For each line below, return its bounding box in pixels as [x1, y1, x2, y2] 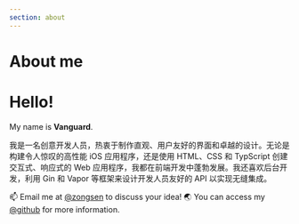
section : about [9, 12, 66, 22]
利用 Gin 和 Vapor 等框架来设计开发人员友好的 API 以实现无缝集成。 [24, 172, 272, 183]
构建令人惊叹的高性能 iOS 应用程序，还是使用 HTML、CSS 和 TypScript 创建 [9, 150, 288, 161]
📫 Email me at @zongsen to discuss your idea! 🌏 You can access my [9, 191, 265, 202]
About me [9, 51, 84, 71]
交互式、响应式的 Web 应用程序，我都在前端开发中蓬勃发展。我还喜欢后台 [9, 162, 280, 172]
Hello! [9, 92, 54, 112]
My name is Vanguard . [9, 121, 93, 132]
